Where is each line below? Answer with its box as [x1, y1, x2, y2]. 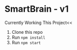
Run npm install [11, 34, 46, 40]
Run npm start [11, 39, 41, 45]
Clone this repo [11, 29, 43, 35]
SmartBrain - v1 [4, 3, 69, 15]
